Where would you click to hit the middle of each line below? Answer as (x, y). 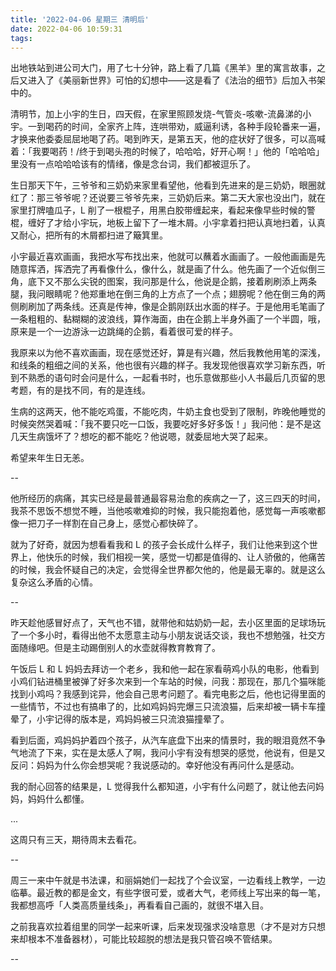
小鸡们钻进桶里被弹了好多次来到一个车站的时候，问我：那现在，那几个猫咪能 (168, 682)
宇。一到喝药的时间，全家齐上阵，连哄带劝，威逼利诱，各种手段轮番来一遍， (168, 127)
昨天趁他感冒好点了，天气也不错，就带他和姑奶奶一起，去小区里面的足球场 (163, 623)
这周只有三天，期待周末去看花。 (76, 840)
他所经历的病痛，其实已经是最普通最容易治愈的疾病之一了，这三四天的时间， (168, 498)
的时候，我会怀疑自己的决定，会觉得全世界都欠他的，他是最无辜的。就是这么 (168, 570)
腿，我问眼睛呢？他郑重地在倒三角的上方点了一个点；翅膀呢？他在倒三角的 (163, 294)
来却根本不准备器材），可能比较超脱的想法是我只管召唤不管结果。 (144, 939)
